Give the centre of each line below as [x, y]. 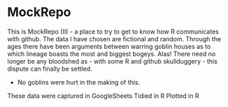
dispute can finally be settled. [50, 69]
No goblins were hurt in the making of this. [79, 82]
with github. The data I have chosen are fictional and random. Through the [114, 38]
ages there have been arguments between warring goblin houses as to [109, 46]
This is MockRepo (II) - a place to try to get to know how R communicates [113, 31]
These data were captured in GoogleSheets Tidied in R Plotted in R [103, 96]
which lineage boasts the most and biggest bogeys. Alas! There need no [112, 54]
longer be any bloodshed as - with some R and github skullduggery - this [113, 61]
